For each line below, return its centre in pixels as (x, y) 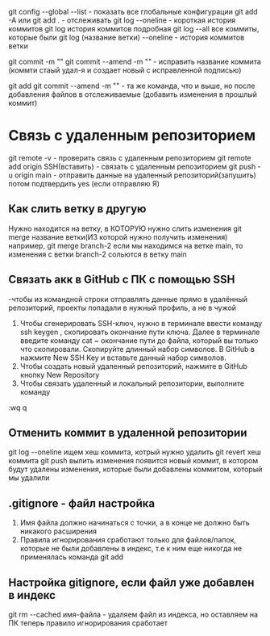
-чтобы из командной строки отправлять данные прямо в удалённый (128, 299)
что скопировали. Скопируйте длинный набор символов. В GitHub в (137, 349)
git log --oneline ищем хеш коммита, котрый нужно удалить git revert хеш (135, 452)
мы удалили (29, 478)
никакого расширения (58, 531)
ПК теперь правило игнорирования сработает (88, 623)
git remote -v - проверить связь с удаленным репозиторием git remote (130, 157)
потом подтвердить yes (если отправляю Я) (84, 183)
